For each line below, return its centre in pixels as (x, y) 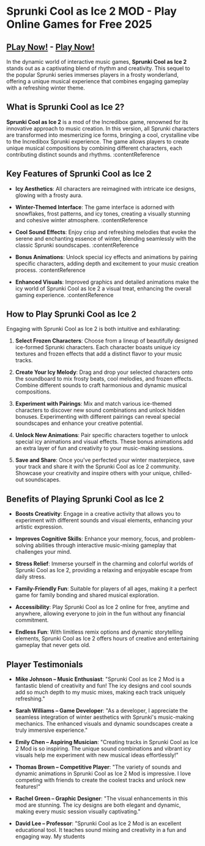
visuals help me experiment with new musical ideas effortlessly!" (97, 755)
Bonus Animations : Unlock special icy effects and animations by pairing (106, 257)
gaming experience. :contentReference (64, 295)
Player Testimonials (45, 664)
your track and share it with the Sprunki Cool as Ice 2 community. (98, 467)
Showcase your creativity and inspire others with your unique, (93, 473)
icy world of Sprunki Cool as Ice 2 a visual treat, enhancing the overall (103, 288)
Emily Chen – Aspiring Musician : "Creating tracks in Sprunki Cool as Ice (106, 742)
